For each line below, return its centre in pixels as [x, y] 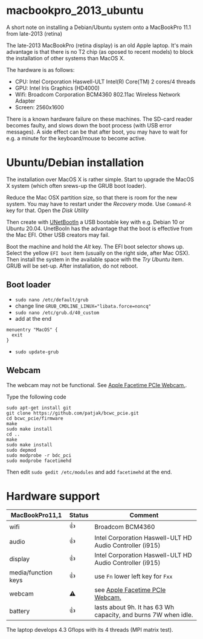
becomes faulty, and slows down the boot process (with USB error [89, 125]
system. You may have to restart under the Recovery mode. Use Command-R [99, 204]
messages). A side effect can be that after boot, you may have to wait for [97, 132]
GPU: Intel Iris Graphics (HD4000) [57, 88]
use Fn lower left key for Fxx [134, 576]
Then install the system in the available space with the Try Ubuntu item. [95, 259]
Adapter [25, 101]
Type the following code [36, 397]
